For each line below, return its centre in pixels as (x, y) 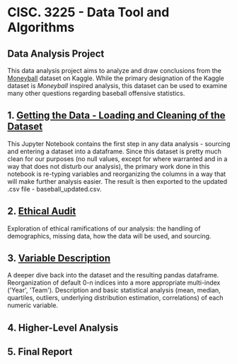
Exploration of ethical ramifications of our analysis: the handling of (104, 228)
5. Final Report (40, 352)
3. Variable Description (59, 259)
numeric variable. (33, 305)
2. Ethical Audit (42, 211)
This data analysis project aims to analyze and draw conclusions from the (114, 71)
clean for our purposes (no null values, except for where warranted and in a (117, 159)
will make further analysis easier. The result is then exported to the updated (117, 181)
